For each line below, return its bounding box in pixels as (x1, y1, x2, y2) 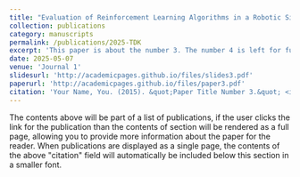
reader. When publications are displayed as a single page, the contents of (9, 140, 280, 151)
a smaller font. (9, 159, 62, 170)
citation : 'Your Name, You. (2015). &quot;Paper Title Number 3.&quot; (9, 87, 281, 96)
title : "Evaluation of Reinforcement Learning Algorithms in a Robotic (9, 12, 281, 22)
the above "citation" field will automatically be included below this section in (9, 149, 289, 160)
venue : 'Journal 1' (9, 63, 82, 72)
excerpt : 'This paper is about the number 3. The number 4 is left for (9, 46, 281, 55)
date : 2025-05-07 (9, 54, 74, 63)
